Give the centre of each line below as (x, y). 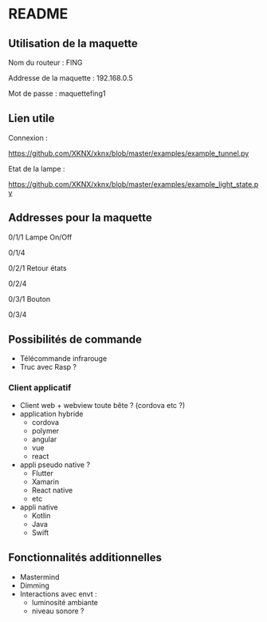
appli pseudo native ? (55, 465)
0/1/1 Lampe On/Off (40, 237)
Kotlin (41, 515)
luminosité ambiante (65, 602)
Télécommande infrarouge (63, 359)
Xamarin (45, 481)
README (38, 14)
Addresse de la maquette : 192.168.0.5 (71, 78)
